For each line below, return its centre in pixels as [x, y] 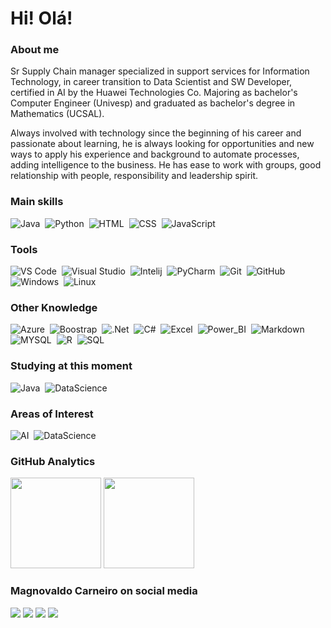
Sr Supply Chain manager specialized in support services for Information [160, 71]
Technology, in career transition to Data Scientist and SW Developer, [151, 82]
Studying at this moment [71, 366]
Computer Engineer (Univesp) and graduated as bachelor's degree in [153, 103]
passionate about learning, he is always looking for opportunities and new [162, 144]
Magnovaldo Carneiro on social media [104, 591]
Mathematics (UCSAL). [57, 114]
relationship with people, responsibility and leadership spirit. [134, 176]
